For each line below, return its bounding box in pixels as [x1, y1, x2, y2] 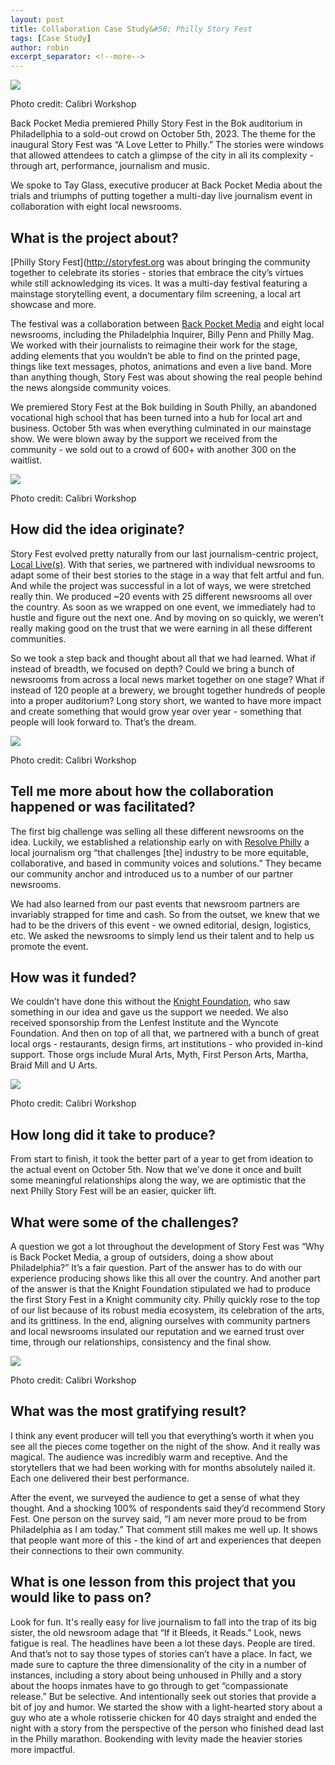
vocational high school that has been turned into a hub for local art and [10, 411, 303, 423]
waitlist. [10, 454, 43, 466]
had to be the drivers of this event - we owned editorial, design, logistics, [10, 919, 312, 931]
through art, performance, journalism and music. [10, 160, 210, 172]
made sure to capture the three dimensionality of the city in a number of [10, 1658, 307, 1670]
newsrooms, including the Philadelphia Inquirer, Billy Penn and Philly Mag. [10, 328, 315, 340]
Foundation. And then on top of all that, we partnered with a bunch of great [10, 1027, 320, 1040]
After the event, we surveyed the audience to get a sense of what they [10, 1491, 300, 1503]
